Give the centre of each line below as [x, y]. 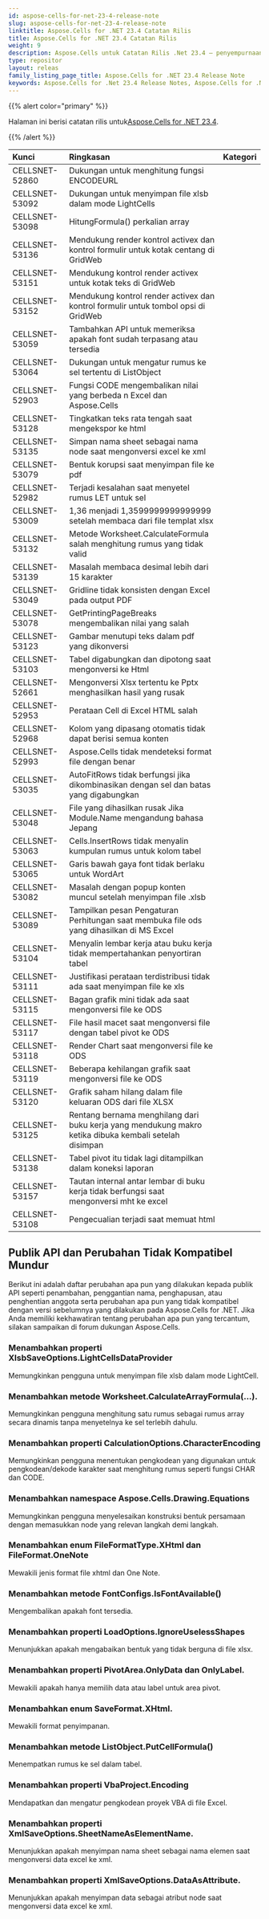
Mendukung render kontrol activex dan [142, 239]
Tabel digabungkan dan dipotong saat [140, 659]
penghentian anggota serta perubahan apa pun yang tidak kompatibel [123, 1302]
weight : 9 [25, 46]
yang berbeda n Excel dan [118, 395]
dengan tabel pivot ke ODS [119, 1033]
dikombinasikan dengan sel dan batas [140, 784]
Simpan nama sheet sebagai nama [134, 441]
